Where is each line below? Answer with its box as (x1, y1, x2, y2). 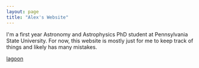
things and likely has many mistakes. (6, 43, 98, 51)
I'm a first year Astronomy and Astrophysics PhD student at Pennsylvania (6, 30, 188, 38)
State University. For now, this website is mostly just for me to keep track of (6, 37, 194, 44)
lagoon (6, 55, 24, 62)
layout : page (6, 8, 39, 15)
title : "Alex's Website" (6, 14, 69, 20)
